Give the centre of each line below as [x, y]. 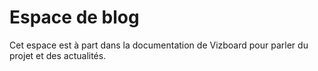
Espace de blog [74, 17]
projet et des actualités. [58, 55]
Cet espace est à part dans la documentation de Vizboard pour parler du [159, 45]
